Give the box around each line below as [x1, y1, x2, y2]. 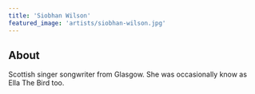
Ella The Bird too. [8, 78, 65, 88]
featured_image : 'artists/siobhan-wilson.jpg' [8, 19, 166, 27]
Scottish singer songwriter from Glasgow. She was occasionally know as [8, 69, 248, 80]
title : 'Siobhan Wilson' [8, 11, 91, 20]
